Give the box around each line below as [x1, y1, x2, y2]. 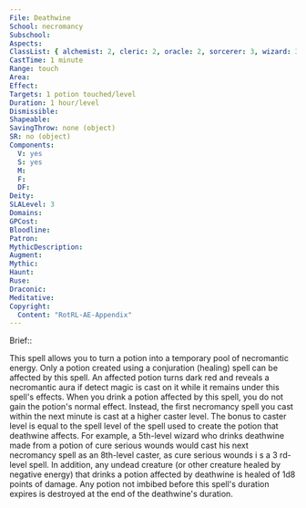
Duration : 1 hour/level [9, 98, 100, 108]
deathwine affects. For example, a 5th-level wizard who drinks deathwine [9, 430, 285, 441]
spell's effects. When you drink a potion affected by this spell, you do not [9, 391, 284, 402]
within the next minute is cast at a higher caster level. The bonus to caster [9, 411, 287, 422]
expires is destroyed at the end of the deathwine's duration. [9, 489, 234, 500]
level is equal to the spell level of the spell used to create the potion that [9, 420, 280, 431]
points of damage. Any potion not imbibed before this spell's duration [9, 479, 270, 490]
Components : [9, 140, 55, 150]
